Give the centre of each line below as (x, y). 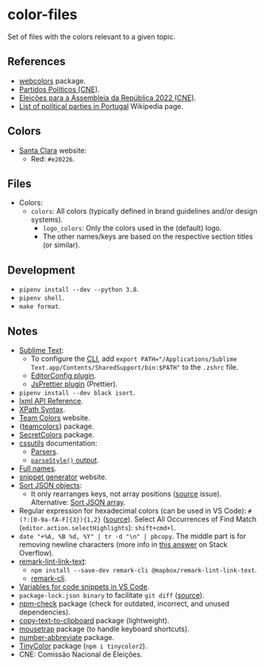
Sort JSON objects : (50, 485)
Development (42, 270)
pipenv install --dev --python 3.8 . (79, 289)
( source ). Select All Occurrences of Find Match (180, 519)
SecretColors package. (56, 434)
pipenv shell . (41, 298)
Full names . (38, 468)
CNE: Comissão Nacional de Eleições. (81, 654)
